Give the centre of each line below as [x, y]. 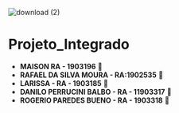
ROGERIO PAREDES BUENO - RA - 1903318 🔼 [94, 100]
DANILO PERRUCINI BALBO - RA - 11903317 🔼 [96, 92]
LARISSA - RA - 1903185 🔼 [64, 83]
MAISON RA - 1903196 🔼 [61, 66]
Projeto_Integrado [69, 45]
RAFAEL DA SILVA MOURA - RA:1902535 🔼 [91, 75]
